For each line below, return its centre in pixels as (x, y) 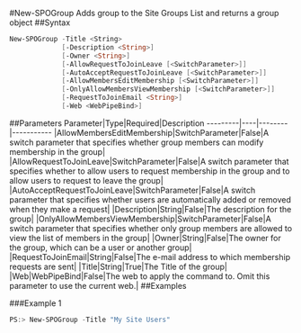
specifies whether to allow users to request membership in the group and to (150, 171)
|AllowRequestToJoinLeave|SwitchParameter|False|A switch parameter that (149, 161)
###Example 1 (35, 303)
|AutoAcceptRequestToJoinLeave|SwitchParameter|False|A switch (133, 190)
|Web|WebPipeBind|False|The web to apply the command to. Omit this (140, 276)
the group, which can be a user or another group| (101, 247)
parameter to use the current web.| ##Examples (98, 285)
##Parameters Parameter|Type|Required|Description (107, 123)
